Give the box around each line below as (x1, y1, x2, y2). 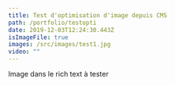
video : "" (8, 48, 41, 56)
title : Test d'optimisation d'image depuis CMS (8, 11, 168, 20)
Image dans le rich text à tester (8, 70, 109, 78)
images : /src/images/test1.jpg (8, 41, 111, 48)
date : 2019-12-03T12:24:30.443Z (8, 26, 114, 34)
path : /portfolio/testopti (8, 19, 97, 27)
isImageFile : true (8, 33, 69, 41)
